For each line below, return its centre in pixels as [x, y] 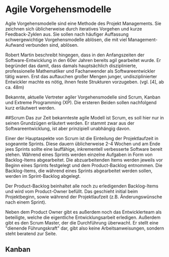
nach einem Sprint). [26, 202]
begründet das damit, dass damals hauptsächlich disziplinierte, [71, 66]
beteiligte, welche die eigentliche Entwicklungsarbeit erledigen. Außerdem [83, 217]
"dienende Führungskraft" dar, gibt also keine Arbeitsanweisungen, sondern [85, 228]
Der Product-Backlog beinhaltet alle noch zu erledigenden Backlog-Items [82, 186]
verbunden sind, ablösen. [52, 45]
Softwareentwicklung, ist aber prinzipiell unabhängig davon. [68, 128]
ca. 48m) [15, 87]
